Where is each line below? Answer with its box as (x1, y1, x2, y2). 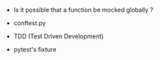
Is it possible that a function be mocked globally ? (13, 6, 154, 14)
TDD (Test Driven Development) (13, 32, 104, 40)
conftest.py (13, 19, 46, 27)
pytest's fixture (13, 46, 57, 53)
